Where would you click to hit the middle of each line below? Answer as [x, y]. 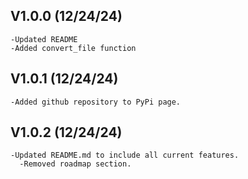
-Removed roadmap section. [75, 164]
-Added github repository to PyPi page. [96, 102]
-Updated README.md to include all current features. [125, 155]
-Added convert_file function [73, 48]
